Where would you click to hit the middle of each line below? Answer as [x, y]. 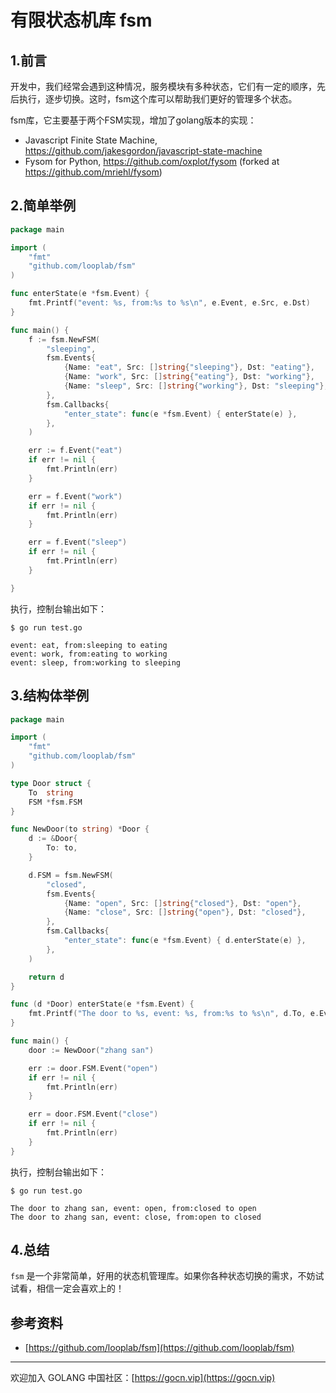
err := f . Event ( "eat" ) [75, 451]
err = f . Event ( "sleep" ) [78, 542]
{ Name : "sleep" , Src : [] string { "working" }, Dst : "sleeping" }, [196, 386]
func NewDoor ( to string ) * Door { [80, 829]
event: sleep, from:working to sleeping [96, 662]
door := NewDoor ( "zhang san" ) [91, 1050]
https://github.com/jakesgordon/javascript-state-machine [143, 150]
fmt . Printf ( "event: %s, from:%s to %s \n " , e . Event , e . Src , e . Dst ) [169, 303]
